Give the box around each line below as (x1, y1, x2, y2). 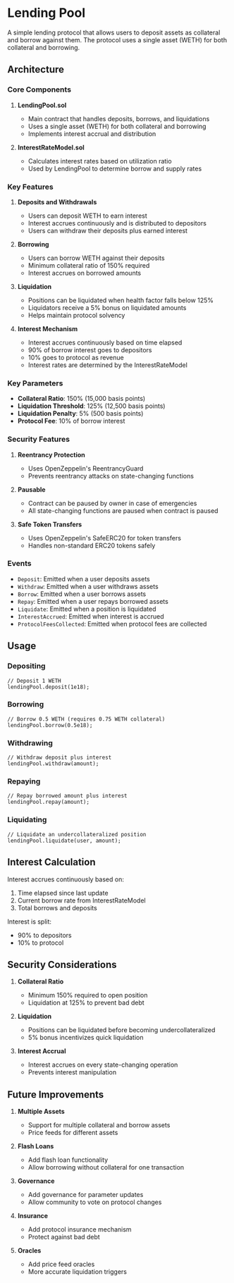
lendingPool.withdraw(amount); (7, 760, 99, 767)
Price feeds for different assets (27, 1129, 118, 1137)
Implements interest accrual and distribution (27, 129, 156, 138)
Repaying (7, 776, 41, 786)
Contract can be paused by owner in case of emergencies (27, 499, 197, 507)
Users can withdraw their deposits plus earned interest (27, 226, 188, 235)
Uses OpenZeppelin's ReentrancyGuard (27, 464, 144, 473)
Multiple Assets (17, 1108, 65, 1116)
